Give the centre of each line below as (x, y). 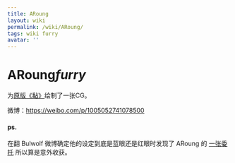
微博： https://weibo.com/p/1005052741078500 (76, 111)
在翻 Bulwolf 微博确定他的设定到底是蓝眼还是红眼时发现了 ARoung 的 (107, 144)
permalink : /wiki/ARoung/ (45, 27)
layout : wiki (26, 20)
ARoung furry (47, 75)
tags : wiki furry (33, 34)
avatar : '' (23, 40)
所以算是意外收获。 (43, 152)
